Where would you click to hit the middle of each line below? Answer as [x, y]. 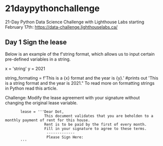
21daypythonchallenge [52, 8]
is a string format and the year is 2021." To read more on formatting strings [80, 83]
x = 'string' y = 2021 [25, 68]
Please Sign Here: [65, 137]
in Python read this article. [31, 88]
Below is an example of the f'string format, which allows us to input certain [80, 54]
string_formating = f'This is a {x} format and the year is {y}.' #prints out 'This [82, 78]
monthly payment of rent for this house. [48, 120]
